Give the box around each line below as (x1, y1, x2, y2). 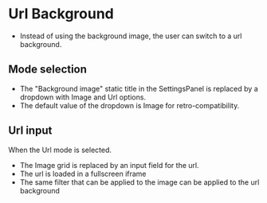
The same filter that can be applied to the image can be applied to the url (19, 177, 260, 187)
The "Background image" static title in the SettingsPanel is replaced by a (19, 84, 259, 93)
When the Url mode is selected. (8, 145, 112, 154)
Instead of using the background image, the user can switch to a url (19, 31, 242, 41)
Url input (8, 124, 53, 138)
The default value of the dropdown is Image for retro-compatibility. (19, 100, 240, 110)
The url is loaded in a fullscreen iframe (19, 169, 147, 178)
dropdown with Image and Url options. (19, 92, 146, 102)
